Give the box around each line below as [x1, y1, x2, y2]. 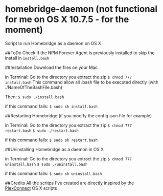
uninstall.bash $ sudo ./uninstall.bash [5, 162, 88, 167]
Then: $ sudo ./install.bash [5, 94, 65, 100]
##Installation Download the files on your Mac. [5, 65, 99, 70]
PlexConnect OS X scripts [5, 185, 57, 191]
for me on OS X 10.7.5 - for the [5, 14, 129, 25]
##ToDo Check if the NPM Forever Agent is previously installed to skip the [5, 50, 155, 56]
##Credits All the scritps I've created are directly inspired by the [5, 180, 134, 186]
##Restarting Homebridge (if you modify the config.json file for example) [5, 112, 152, 118]
